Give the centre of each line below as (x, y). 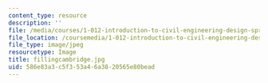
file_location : (33, 38)
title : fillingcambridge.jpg (57, 60)
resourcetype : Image (43, 52)
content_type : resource (48, 15)
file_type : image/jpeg (46, 45)
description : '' (35, 23)
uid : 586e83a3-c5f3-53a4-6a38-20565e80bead (82, 67)
